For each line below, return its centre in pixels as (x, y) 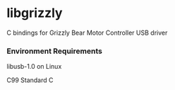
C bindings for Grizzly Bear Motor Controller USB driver (87, 33)
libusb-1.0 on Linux (34, 67)
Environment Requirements (55, 51)
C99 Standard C (30, 80)
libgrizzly (35, 13)
